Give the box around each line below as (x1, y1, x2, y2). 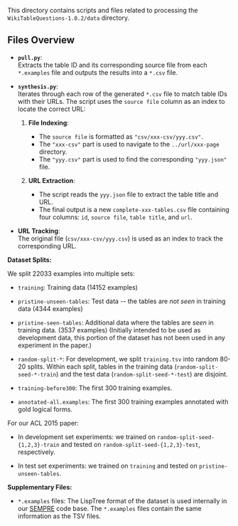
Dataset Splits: (7, 256, 52, 264)
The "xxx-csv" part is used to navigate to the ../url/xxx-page (38, 140, 220, 148)
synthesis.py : (17, 82, 58, 90)
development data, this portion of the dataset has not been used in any (17, 333, 226, 342)
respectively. (17, 448, 55, 456)
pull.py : (17, 53, 43, 61)
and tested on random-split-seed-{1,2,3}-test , (60, 440, 200, 448)
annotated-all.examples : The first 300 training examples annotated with (17, 397, 229, 406)
